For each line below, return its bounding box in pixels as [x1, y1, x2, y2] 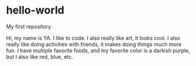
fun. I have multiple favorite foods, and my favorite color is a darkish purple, [6, 47, 191, 54]
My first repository [6, 23, 51, 30]
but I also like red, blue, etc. [6, 53, 74, 60]
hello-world [6, 4, 65, 17]
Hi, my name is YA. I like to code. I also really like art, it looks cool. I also [6, 34, 181, 41]
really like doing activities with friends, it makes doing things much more [6, 41, 182, 48]
